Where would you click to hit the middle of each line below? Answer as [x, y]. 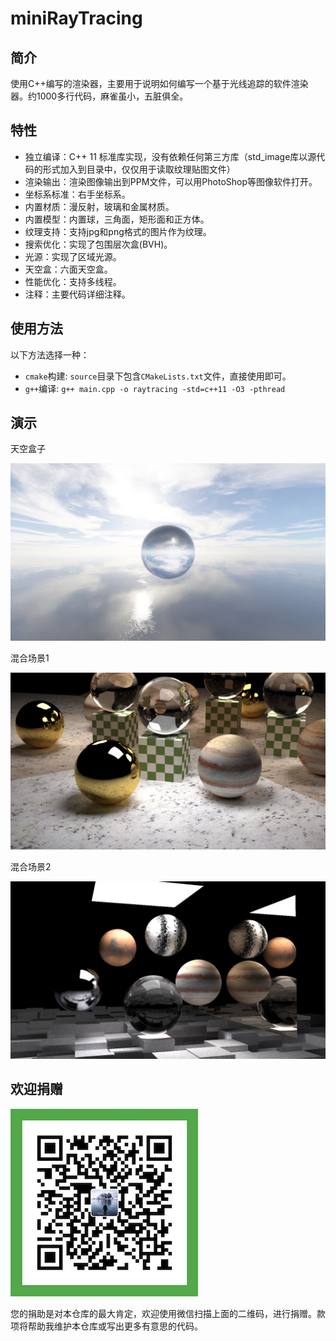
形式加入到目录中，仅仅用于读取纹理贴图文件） [139, 169]
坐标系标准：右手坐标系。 [77, 194]
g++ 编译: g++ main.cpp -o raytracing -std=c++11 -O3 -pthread [155, 388]
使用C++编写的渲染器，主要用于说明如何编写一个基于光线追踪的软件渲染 [159, 83]
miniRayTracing [76, 18]
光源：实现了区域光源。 [73, 256]
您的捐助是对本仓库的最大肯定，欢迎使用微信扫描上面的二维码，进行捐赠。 [163, 1313]
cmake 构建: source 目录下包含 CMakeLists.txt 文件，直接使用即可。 [158, 376]
